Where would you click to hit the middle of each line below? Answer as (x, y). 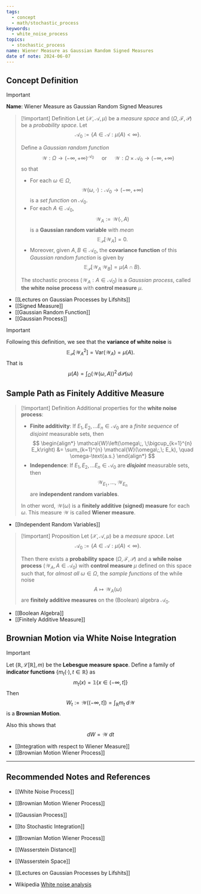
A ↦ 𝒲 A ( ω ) (108, 590)
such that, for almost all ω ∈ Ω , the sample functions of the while (101, 574)
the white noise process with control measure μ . (82, 288)
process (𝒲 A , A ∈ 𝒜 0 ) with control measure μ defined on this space (106, 566)
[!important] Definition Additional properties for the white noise (99, 408)
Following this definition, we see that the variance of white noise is (89, 342)
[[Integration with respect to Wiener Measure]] (72, 746)
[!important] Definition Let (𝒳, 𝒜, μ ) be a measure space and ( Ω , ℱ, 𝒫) (106, 119)
